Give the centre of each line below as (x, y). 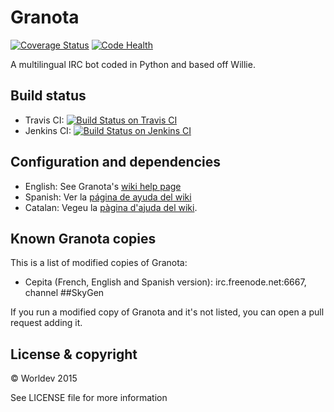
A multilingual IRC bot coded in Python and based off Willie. (133, 64)
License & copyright (74, 354)
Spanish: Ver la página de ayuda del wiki (108, 197)
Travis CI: (44, 120)
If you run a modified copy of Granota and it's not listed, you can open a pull (167, 312)
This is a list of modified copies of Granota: (99, 263)
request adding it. (46, 323)
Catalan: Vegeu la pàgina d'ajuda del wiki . (111, 207)
